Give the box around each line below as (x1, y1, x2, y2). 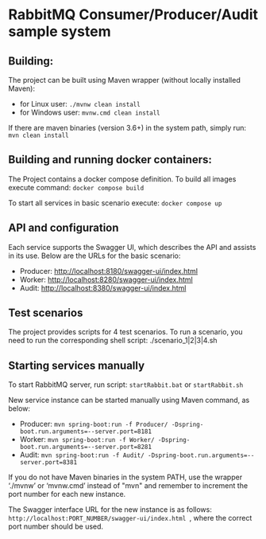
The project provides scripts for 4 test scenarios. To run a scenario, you (8, 327, 244, 337)
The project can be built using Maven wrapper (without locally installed (8, 76, 241, 84)
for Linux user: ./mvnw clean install (19, 100, 141, 108)
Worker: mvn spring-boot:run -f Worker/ (19, 435, 155, 444)
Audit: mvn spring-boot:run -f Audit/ (19, 450, 145, 459)
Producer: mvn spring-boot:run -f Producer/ (19, 420, 168, 429)
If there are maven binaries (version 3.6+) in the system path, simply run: (8, 123, 246, 132)
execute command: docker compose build (8, 182, 145, 192)
